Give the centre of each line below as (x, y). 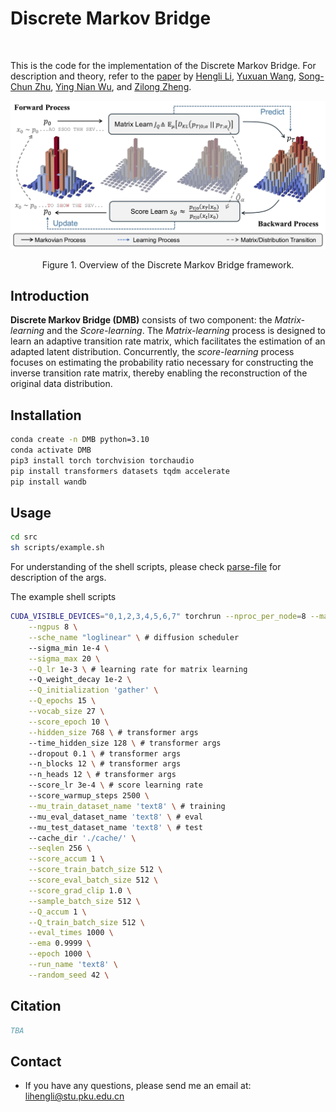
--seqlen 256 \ (60, 848)
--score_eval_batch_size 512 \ (93, 880)
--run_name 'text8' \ (73, 965)
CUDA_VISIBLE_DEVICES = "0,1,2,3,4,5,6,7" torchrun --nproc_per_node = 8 (158, 617)
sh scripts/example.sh (57, 548)
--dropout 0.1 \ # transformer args (105, 753)
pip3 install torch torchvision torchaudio (102, 461)
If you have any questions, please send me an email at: (138, 1086)
